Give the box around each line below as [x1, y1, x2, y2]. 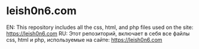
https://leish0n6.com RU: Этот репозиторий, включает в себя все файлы [6, 30, 190, 37]
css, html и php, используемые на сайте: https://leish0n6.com [6, 36, 163, 43]
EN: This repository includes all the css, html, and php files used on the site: [6, 24, 194, 31]
